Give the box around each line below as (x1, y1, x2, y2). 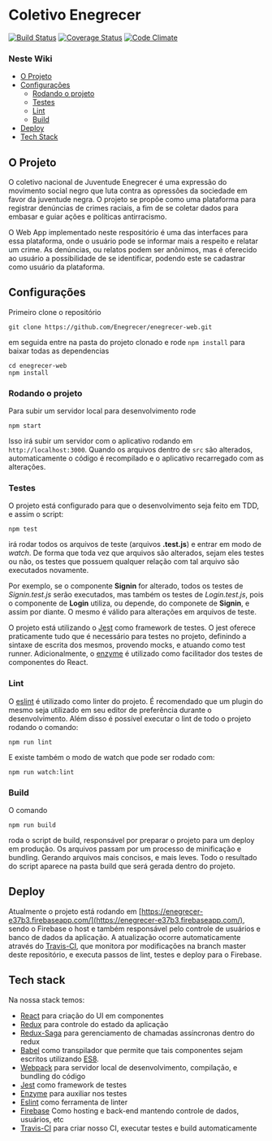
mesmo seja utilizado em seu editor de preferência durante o (8, 705, 213, 715)
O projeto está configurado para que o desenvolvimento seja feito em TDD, (8, 501, 260, 510)
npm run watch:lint (8, 767, 75, 776)
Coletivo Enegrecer (8, 6, 141, 24)
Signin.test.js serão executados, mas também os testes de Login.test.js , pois (8, 590, 264, 600)
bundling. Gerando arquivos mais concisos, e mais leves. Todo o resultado (8, 853, 257, 863)
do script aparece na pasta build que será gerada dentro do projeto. (8, 861, 235, 872)
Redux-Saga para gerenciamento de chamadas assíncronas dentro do (19, 1028, 256, 1038)
